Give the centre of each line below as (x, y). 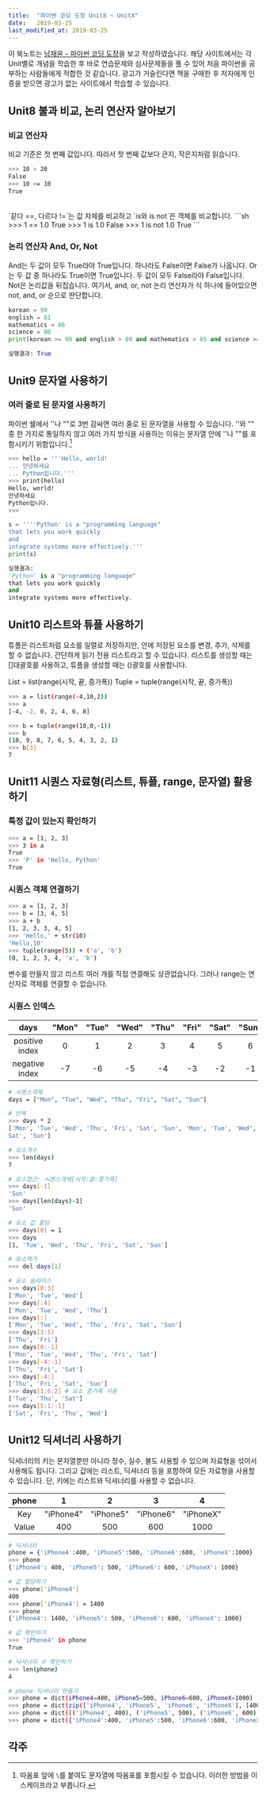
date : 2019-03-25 (40, 23)
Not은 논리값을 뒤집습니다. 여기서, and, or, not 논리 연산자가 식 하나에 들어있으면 (133, 285)
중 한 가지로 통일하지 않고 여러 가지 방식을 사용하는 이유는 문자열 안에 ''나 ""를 (128, 433)
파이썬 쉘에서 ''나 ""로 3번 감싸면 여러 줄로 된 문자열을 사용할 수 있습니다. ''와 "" (131, 424)
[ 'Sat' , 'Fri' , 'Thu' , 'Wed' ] (58, 1413)
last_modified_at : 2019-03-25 (58, 30)
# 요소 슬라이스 (30, 1281)
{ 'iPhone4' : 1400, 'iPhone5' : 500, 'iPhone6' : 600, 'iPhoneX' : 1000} (125, 1619)
